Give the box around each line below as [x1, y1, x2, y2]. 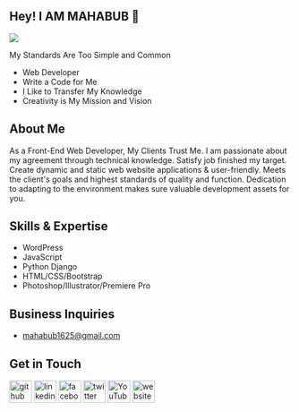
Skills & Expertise [9, 219, 109, 234]
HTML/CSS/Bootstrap [21, 270, 103, 282]
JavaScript [21, 252, 63, 262]
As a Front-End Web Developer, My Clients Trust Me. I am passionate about [9, 145, 288, 156]
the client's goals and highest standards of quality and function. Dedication [9, 174, 286, 185]
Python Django [21, 262, 78, 272]
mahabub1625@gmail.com [21, 330, 121, 341]
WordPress [21, 243, 64, 253]
